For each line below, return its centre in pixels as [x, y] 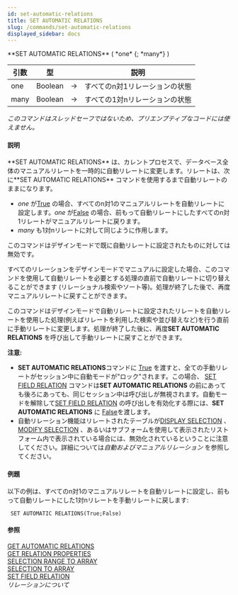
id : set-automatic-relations [50, 14]
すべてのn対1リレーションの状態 [138, 87]
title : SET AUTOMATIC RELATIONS [55, 21]
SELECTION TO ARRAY [41, 569]
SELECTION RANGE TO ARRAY [52, 561]
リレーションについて [38, 584]
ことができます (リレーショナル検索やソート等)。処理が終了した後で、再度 [122, 287]
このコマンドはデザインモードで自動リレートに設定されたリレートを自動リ [116, 311]
